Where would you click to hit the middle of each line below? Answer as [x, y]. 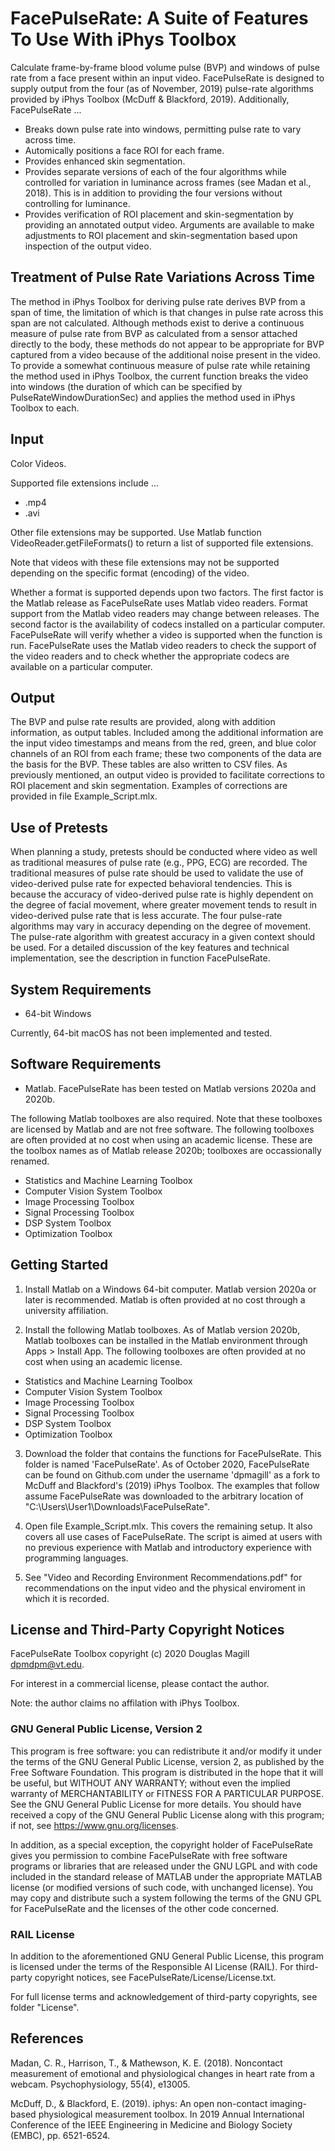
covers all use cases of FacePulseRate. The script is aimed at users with [173, 1536]
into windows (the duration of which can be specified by [126, 386]
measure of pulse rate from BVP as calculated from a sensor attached [154, 333]
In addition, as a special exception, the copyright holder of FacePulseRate [161, 1844]
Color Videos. [38, 463]
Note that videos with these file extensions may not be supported [145, 562]
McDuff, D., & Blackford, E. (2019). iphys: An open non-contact [139, 2103]
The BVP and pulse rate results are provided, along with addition [143, 722]
